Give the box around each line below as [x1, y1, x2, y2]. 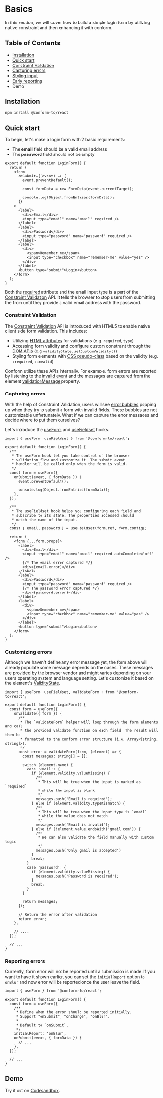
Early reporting [12, 78, 42, 84]
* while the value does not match [38, 814, 108, 819]
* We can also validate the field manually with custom [38, 835, 154, 840]
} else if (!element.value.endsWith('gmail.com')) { [31, 827, 141, 832]
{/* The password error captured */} [22, 586, 99, 591]
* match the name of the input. [11, 517, 78, 522]
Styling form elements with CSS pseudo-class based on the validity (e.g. [12, 353, 158, 359]
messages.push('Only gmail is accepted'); [36, 848, 123, 853]
